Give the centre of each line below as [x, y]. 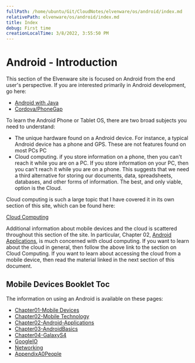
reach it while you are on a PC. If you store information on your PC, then [102, 163]
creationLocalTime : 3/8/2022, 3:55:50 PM [58, 34]
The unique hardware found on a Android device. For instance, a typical [101, 138]
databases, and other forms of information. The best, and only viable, [99, 182]
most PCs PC [31, 151]
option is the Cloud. [38, 188]
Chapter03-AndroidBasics [46, 329]
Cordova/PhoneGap [38, 109]
